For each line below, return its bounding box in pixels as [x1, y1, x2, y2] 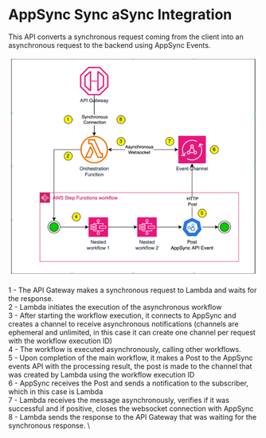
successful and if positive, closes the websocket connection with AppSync [8, 404, 254, 413]
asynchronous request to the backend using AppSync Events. [8, 40, 211, 49]
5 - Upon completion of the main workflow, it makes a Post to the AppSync [8, 353, 253, 363]
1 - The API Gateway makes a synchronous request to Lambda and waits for [8, 285, 257, 295]
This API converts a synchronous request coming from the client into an [8, 32, 244, 41]
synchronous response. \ [8, 420, 90, 431]
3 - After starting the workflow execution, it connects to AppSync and [8, 311, 237, 320]
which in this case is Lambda [8, 387, 104, 397]
